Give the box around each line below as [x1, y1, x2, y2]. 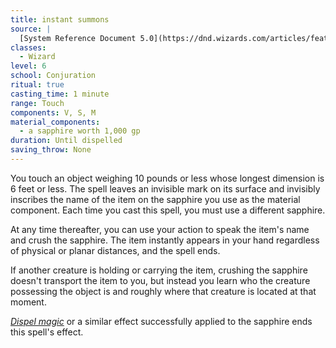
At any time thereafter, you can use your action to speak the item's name [10, 223, 310, 235]
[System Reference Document [19, 33, 137, 43]
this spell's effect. [10, 326, 84, 338]
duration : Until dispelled [10, 136, 123, 146]
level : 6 [10, 61, 47, 71]
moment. [10, 296, 47, 308]
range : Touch [10, 98, 65, 108]
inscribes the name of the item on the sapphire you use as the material [10, 193, 301, 205]
